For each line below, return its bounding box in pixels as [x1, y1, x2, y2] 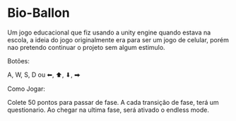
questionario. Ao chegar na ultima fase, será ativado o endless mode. [7, 106, 210, 114]
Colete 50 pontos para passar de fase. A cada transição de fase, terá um [7, 98, 219, 106]
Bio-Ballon [7, 5, 70, 21]
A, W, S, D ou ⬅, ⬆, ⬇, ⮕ [7, 70, 81, 79]
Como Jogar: [7, 84, 46, 93]
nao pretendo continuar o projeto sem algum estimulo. [7, 43, 165, 51]
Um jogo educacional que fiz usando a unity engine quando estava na [7, 28, 211, 37]
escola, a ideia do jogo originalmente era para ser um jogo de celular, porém [7, 35, 230, 44]
